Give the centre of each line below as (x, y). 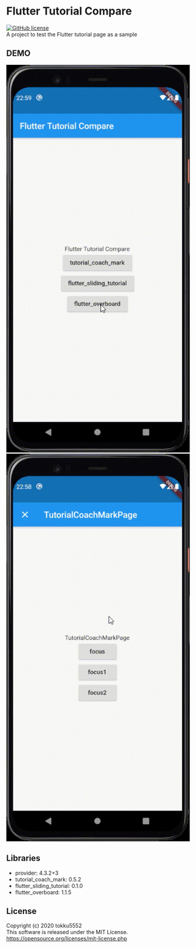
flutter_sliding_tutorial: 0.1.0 (49, 886)
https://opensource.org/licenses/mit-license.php (67, 939)
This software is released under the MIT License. (67, 932)
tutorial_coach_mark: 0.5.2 (48, 879)
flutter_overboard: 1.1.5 (43, 892)
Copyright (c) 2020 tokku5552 (44, 926)
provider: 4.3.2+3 (37, 873)
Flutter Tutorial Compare (69, 11)
